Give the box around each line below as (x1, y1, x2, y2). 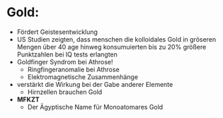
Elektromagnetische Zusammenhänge (27, 72, 139, 81)
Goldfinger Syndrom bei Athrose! (16, 57, 114, 66)
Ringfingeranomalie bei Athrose (27, 65, 120, 73)
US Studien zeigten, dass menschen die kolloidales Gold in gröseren (16, 35, 217, 43)
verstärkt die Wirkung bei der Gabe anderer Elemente (16, 80, 173, 88)
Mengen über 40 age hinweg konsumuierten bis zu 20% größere (16, 42, 207, 51)
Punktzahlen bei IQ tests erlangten (16, 50, 118, 59)
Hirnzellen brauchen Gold (27, 88, 103, 96)
